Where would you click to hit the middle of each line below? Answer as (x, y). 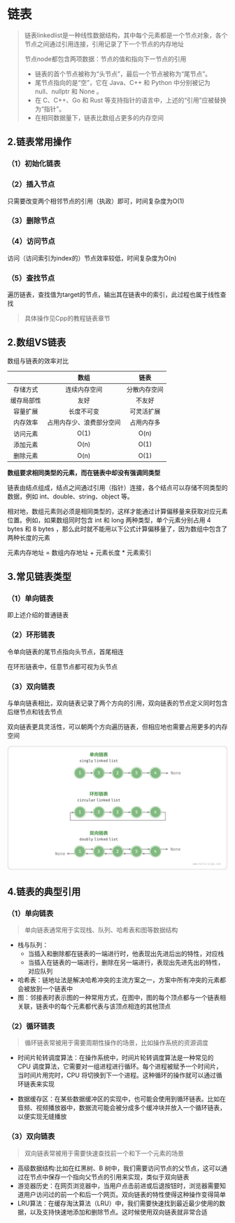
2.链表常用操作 (40, 142)
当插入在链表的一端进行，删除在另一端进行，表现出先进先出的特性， (126, 963)
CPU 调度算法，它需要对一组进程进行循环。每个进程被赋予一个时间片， (120, 1066)
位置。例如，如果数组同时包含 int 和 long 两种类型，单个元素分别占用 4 (109, 520)
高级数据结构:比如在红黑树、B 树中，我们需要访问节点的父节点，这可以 (119, 1168)
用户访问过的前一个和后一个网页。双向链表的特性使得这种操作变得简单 (124, 1194)
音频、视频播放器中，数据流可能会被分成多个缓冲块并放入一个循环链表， (121, 1108)
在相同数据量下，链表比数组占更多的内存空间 (99, 117)
